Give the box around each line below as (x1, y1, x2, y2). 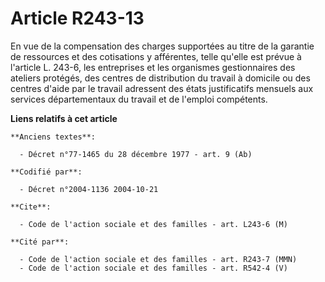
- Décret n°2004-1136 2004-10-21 (19, 184, 159, 194)
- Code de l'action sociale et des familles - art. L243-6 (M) (19, 219, 288, 229)
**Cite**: (10, 202, 52, 212)
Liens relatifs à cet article (10, 112, 118, 124)
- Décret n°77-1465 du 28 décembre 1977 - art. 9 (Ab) (19, 149, 253, 159)
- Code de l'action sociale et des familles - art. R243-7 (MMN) (19, 254, 298, 264)
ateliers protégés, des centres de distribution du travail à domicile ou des (10, 72, 311, 84)
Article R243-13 (10, 7, 145, 30)
